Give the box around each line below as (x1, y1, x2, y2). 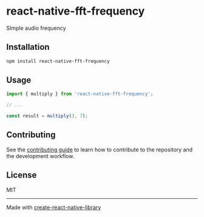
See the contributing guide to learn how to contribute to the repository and (6, 146, 193, 153)
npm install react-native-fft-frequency (6, 58, 110, 64)
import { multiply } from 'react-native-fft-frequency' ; (6, 91, 154, 97)
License (6, 170, 37, 181)
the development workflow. (6, 152, 75, 159)
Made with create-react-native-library (6, 204, 101, 211)
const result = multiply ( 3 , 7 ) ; (6, 113, 88, 119)
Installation (6, 42, 50, 52)
